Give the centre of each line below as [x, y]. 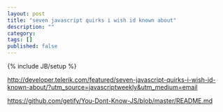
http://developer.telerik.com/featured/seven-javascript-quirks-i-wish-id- [111, 80]
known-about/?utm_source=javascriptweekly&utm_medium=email [102, 87]
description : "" [31, 27]
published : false [33, 46]
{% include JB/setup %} [42, 66]
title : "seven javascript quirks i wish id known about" [92, 20]
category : [22, 33]
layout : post [26, 14]
